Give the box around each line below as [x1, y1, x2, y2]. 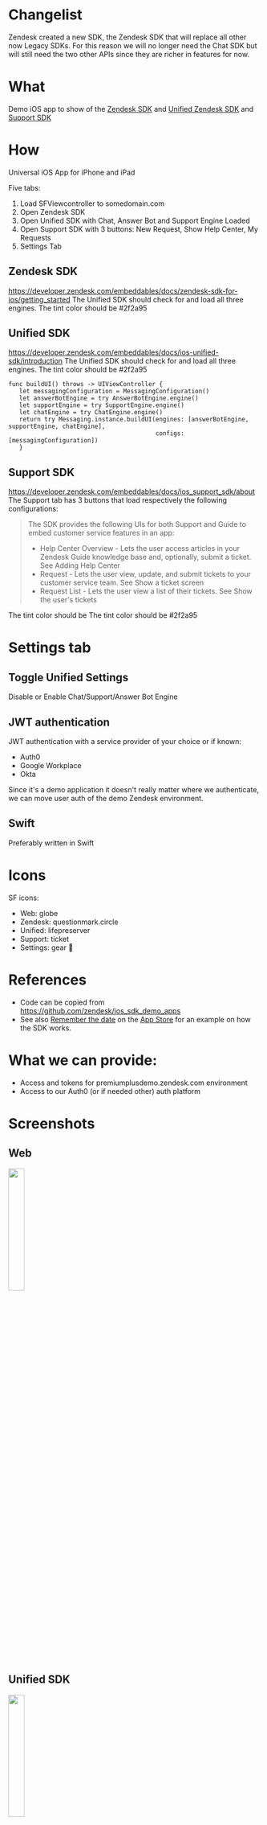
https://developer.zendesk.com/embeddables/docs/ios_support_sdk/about [8, 487, 255, 496]
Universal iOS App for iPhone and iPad [8, 167, 136, 177]
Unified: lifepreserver [19, 925, 91, 935]
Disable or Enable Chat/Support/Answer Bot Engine [8, 692, 178, 701]
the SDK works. [19, 1023, 72, 1033]
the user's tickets [39, 595, 98, 605]
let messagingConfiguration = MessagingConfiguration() [18, 388, 210, 396]
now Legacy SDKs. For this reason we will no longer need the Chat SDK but [8, 40, 258, 50]
